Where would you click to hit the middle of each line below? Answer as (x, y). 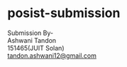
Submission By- (31, 33)
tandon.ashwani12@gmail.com (52, 56)
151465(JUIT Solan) (36, 48)
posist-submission (64, 13)
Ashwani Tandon (32, 40)
